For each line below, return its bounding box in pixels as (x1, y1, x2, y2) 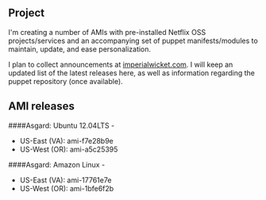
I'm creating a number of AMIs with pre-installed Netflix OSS (8, 27, 206, 37)
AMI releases (8, 99, 75, 113)
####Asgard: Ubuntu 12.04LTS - (8, 121, 115, 130)
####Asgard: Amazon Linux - (8, 160, 106, 169)
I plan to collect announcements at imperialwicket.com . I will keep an (8, 60, 233, 69)
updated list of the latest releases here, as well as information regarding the (8, 67, 256, 78)
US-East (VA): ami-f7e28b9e (19, 136, 114, 145)
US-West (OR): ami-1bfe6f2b (19, 183, 114, 193)
